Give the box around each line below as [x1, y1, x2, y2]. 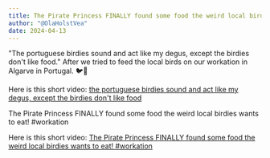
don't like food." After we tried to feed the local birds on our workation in [8, 57, 247, 67]
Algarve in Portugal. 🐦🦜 [8, 66, 88, 76]
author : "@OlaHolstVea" [8, 19, 88, 27]
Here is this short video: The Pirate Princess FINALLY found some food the [8, 133, 256, 143]
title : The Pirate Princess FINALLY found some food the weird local [8, 11, 247, 20]
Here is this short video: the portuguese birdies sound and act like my [8, 85, 239, 95]
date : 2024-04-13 [8, 26, 67, 34]
